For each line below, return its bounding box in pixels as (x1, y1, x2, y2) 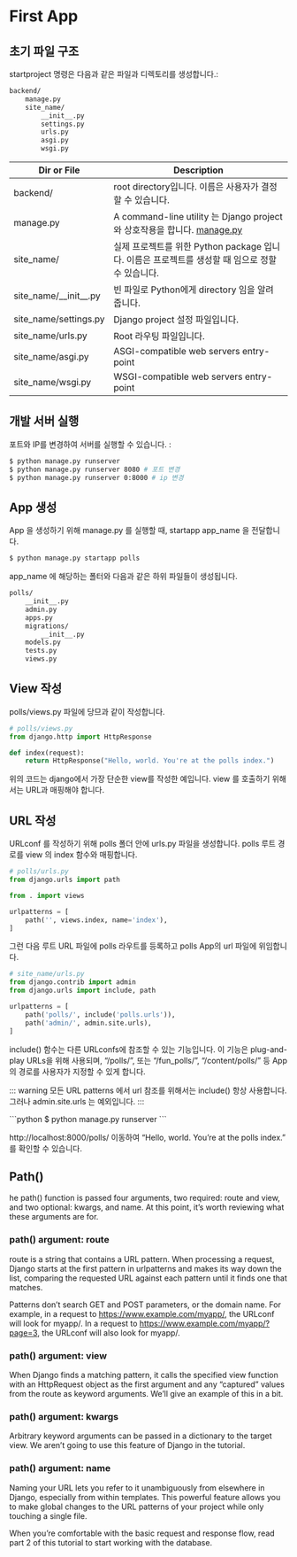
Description (173, 164, 224, 176)
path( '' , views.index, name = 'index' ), (25, 915, 168, 925)
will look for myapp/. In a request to (9, 1318, 138, 1328)
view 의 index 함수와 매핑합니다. (25, 849, 138, 860)
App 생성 (9, 500, 57, 515)
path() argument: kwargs (9, 1410, 119, 1422)
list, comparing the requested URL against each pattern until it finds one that (9, 1273, 287, 1283)
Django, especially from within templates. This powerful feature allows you (9, 1491, 281, 1502)
